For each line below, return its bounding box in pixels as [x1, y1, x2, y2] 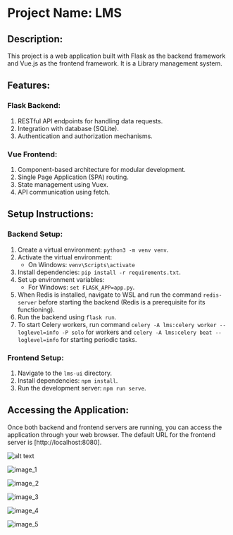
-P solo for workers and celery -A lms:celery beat [62, 328, 213, 336]
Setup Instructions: [7, 208, 94, 220]
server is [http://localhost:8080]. [7, 438, 102, 446]
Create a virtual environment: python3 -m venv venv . [17, 245, 169, 254]
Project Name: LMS [7, 5, 122, 21]
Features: [7, 80, 51, 92]
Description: [7, 33, 63, 45]
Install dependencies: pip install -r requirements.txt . [17, 268, 182, 276]
